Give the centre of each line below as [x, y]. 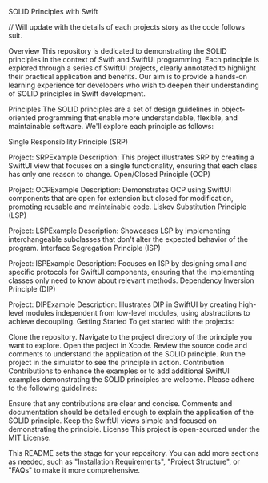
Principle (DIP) [32, 289]
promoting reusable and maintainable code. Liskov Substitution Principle [127, 207]
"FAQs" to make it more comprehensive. [74, 470]
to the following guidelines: [53, 388]
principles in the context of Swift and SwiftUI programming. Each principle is [134, 60]
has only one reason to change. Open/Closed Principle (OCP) [109, 174]
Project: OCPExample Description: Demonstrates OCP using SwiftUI [120, 190]
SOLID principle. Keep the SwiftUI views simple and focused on [113, 421]
